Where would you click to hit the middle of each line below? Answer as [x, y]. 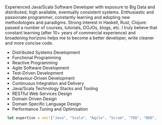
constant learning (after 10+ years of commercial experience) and [70, 33]
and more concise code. [29, 43]
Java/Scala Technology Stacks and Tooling [55, 88]
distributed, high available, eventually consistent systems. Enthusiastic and [80, 12]
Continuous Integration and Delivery [48, 83]
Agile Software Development [40, 68]
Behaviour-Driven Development [43, 78]
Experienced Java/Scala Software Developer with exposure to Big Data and [80, 7]
